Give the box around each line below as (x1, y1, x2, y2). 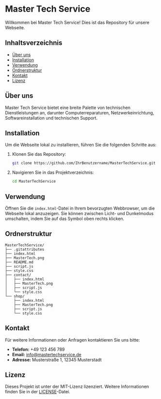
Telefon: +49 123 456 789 (12, 346, 65, 352)
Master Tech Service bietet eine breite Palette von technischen (5, 105, 131, 110)
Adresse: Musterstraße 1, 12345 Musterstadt (12, 357, 102, 363)
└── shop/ (5, 293, 25, 299)
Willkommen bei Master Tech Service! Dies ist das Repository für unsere (5, 19, 149, 25)
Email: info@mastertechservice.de (12, 351, 81, 357)
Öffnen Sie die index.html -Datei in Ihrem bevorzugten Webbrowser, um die (5, 205, 155, 211)
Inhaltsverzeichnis (5, 39, 63, 47)
